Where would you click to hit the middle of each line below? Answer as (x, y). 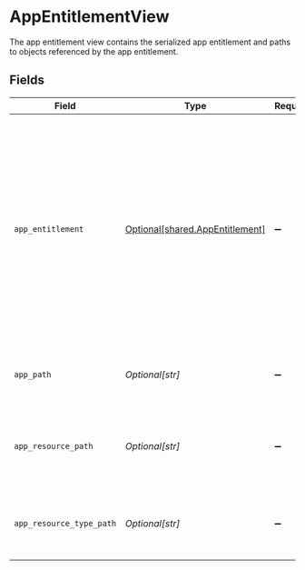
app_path (33, 374)
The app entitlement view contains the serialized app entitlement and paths (150, 42)
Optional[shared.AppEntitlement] (196, 229)
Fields (27, 80)
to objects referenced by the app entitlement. (94, 51)
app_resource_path (54, 446)
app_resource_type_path (65, 523)
